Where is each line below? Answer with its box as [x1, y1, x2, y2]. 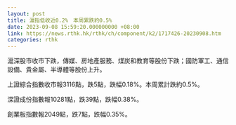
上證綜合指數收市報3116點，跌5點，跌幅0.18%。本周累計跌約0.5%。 [7, 80, 204, 88]
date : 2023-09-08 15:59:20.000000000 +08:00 [7, 23, 140, 30]
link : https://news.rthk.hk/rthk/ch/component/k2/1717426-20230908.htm [7, 29, 221, 37]
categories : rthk [7, 37, 58, 44]
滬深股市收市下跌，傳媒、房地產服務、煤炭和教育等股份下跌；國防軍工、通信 [7, 57, 229, 65]
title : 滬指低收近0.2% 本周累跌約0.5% [7, 17, 112, 24]
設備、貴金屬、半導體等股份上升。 [7, 65, 106, 74]
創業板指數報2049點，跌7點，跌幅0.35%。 [7, 110, 131, 119]
